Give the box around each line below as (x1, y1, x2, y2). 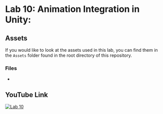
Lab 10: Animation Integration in (5, 3, 140, 15)
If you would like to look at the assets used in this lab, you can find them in (5, 47, 158, 53)
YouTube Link (5, 91, 48, 99)
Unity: (5, 14, 31, 25)
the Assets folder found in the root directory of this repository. (5, 52, 132, 58)
